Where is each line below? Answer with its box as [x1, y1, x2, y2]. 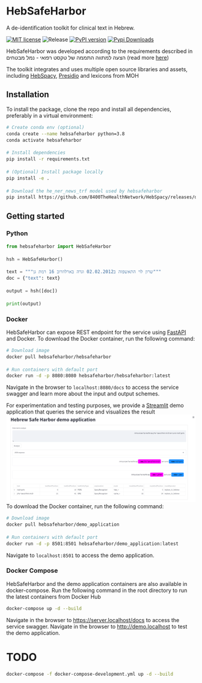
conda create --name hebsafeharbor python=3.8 [6, 131, 125, 137]
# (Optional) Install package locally [6, 169, 103, 175]
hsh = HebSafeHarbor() [6, 256, 63, 262]
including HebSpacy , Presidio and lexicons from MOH [6, 72, 139, 79]
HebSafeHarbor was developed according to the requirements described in [6, 47, 193, 55]
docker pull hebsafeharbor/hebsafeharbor [6, 354, 112, 360]
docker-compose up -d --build [6, 605, 82, 611]
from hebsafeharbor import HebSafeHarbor [6, 243, 112, 250]
